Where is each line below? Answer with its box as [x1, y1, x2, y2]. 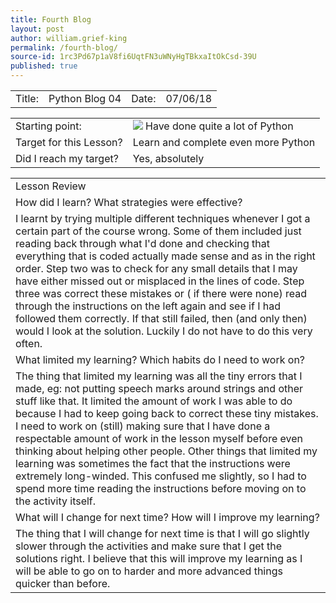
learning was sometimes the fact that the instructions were [15, 457, 291, 470]
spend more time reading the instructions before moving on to [15, 482, 307, 495]
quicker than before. [15, 577, 111, 590]
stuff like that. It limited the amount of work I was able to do [15, 394, 293, 408]
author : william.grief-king [10, 33, 128, 43]
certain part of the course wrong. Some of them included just [15, 224, 302, 238]
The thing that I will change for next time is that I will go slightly [15, 527, 310, 540]
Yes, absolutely [132, 152, 205, 165]
